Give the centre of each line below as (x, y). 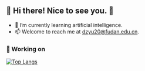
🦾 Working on (26, 49)
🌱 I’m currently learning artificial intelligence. (68, 25)
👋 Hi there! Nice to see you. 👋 (60, 11)
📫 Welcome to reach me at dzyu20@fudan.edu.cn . (77, 31)
